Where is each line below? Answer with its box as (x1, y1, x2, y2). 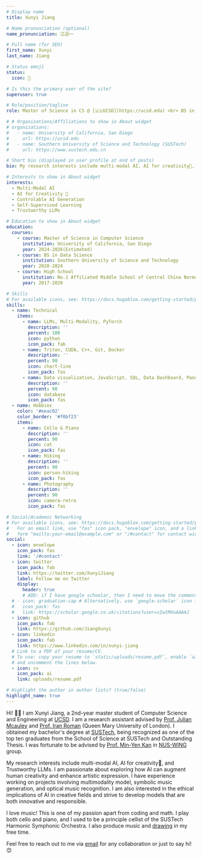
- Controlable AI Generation (11, 196, 85, 202)
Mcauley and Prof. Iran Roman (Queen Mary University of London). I (6, 722, 175, 729)
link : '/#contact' (17, 553, 63, 559)
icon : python (28, 335, 61, 342)
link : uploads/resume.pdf (17, 676, 82, 683)
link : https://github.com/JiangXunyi (17, 626, 112, 632)
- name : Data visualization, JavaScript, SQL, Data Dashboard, (22, 374, 185, 381)
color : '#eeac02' (17, 408, 61, 414)
